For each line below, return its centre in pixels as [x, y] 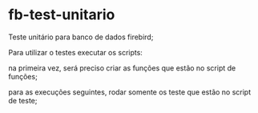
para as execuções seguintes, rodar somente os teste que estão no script [130, 92]
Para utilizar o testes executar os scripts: [75, 52]
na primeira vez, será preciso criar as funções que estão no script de [122, 68]
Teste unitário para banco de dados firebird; [81, 37]
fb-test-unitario [62, 15]
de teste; [23, 100]
